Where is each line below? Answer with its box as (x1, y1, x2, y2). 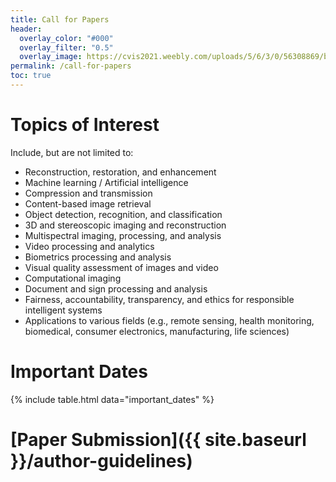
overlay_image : (19, 52, 83, 62)
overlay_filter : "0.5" (19, 42, 114, 53)
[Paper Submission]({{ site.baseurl (10, 428, 307, 451)
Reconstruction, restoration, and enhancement (24, 166, 217, 178)
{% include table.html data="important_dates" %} (10, 393, 215, 405)
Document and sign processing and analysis (24, 282, 208, 295)
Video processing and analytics (24, 240, 155, 252)
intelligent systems (24, 304, 103, 316)
